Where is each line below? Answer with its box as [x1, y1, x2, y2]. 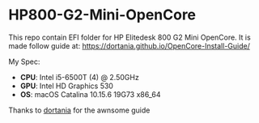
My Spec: [8, 57, 40, 66]
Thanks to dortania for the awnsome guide [8, 105, 151, 115]
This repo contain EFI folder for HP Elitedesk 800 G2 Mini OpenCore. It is [8, 32, 251, 42]
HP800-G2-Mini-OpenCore [8, 6, 197, 24]
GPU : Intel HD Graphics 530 [19, 81, 113, 91]
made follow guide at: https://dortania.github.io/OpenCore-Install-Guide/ [8, 40, 251, 50]
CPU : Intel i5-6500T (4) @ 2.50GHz [19, 72, 139, 82]
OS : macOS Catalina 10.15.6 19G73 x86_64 [19, 89, 161, 99]
